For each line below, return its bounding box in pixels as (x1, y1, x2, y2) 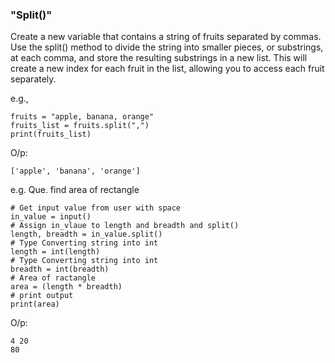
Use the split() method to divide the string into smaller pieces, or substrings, (10, 41, 324, 53)
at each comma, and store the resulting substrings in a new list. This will (10, 52, 308, 64)
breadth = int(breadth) (10, 264, 110, 275)
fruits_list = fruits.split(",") (10, 121, 150, 131)
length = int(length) (10, 247, 101, 257)
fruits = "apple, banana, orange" (10, 112, 155, 122)
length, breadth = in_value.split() (10, 229, 163, 240)
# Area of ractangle (10, 273, 97, 283)
